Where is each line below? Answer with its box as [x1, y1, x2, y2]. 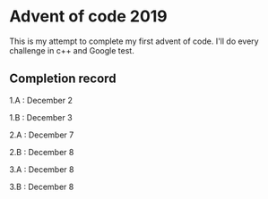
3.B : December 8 [9, 181, 74, 192]
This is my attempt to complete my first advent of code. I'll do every [9, 36, 259, 46]
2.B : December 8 [9, 146, 74, 157]
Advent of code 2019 [9, 6, 168, 27]
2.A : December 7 [9, 129, 74, 140]
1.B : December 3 [9, 112, 73, 122]
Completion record [9, 71, 117, 87]
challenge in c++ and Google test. [9, 45, 134, 55]
